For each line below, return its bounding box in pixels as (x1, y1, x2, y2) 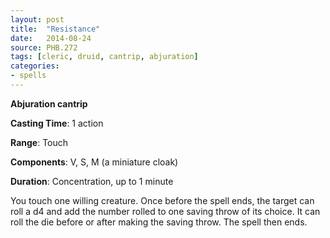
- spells (10, 71, 47, 81)
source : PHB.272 (10, 42, 78, 53)
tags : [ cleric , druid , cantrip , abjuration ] (10, 52, 199, 62)
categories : (10, 61, 60, 71)
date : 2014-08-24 (10, 33, 92, 43)
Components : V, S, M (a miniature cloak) (10, 156, 179, 168)
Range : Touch (10, 136, 69, 148)
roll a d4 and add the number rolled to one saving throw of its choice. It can (10, 205, 321, 217)
